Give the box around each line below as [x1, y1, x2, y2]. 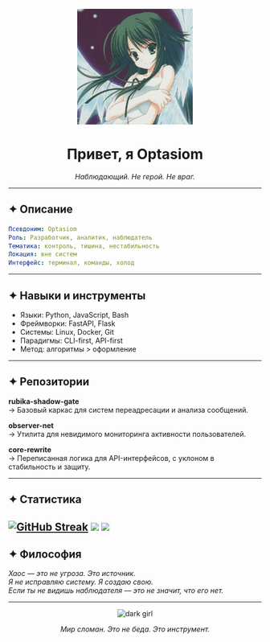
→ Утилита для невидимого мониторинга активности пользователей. [8, 429, 247, 438]
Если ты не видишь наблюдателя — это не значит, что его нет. [8, 586, 224, 595]
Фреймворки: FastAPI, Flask [19, 319, 116, 328]
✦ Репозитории [8, 375, 90, 389]
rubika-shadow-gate [8, 396, 80, 406]
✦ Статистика [8, 492, 82, 507]
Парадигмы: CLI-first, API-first [19, 335, 123, 345]
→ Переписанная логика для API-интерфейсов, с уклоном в [8, 453, 215, 463]
